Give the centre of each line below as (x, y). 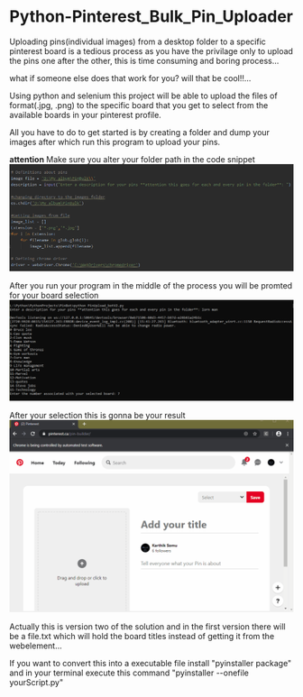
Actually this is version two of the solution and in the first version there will (147, 627)
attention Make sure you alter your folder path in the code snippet (132, 159)
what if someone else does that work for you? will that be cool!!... (130, 78)
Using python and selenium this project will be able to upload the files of (143, 96)
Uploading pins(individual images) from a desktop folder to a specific (138, 41)
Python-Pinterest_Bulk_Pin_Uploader (151, 17)
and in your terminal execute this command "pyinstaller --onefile (129, 673)
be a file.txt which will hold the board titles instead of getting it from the (142, 637)
